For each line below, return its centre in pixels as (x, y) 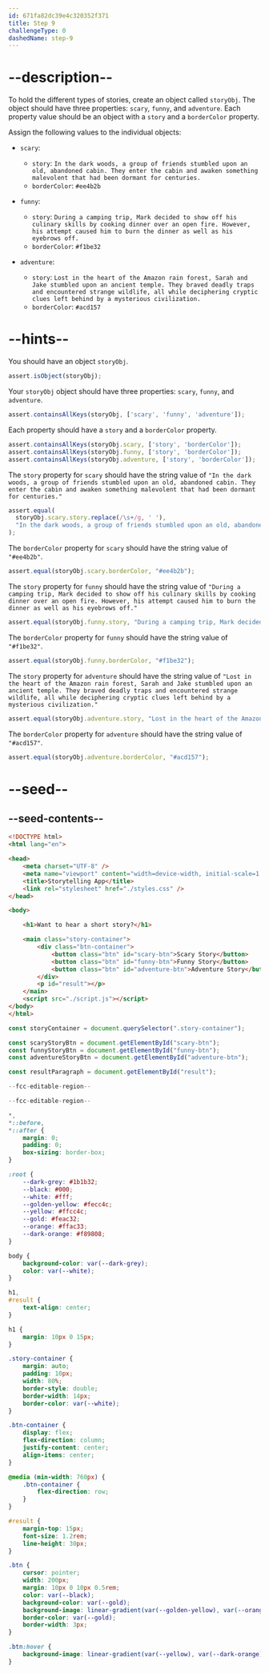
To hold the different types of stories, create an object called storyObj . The (132, 100)
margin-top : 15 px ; (53, 1529)
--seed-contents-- (56, 818)
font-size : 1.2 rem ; (55, 1536)
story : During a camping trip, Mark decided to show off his (134, 217)
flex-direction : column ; (64, 1440)
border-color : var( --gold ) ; (69, 1618)
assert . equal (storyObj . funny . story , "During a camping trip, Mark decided (136, 622)
